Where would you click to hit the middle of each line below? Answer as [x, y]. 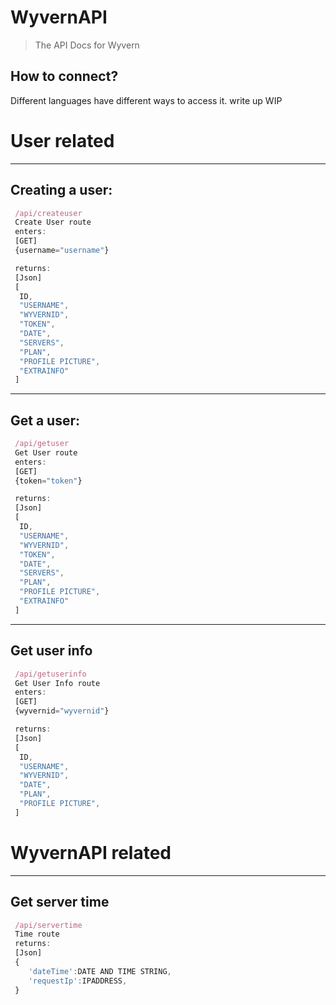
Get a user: [45, 420]
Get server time [60, 902]
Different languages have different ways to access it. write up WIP [146, 100]
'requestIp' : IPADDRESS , [78, 981]
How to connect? [64, 76]
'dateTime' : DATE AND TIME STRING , [100, 971]
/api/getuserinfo [50, 674]
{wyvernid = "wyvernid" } [62, 711]
